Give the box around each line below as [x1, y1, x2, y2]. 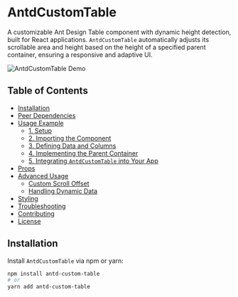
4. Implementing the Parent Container [28, 148, 139, 157]
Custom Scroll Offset [28, 179, 90, 188]
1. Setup [28, 126, 52, 135]
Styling [17, 194, 39, 202]
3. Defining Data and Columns [28, 141, 117, 150]
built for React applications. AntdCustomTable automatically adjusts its [7, 35, 210, 43]
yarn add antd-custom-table [7, 283, 91, 291]
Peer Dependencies [17, 111, 76, 119]
